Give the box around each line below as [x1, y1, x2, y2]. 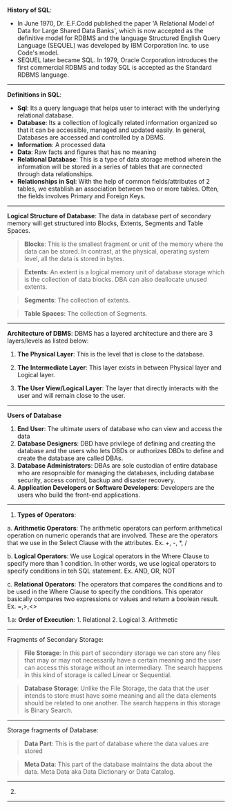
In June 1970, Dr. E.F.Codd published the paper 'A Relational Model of [17, 19, 215, 27]
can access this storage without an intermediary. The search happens [23, 663, 223, 672]
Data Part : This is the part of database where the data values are [23, 739, 209, 748]
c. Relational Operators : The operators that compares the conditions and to [7, 580, 223, 588]
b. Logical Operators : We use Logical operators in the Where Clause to [7, 552, 210, 560]
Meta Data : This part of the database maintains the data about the [23, 760, 213, 768]
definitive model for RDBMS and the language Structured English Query [17, 34, 221, 42]
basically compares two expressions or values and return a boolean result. [7, 595, 220, 603]
